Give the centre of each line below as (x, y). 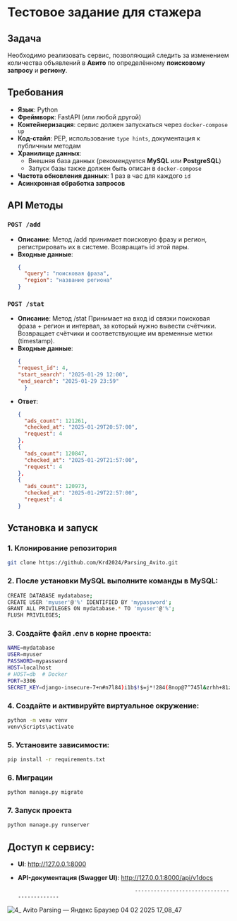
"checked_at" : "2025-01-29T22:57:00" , (81, 493)
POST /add (24, 225)
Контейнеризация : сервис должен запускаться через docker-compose (122, 124)
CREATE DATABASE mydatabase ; (50, 595)
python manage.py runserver (49, 825)
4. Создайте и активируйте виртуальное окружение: (103, 706)
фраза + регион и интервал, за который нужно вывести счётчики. (117, 326)
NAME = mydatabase (31, 648)
